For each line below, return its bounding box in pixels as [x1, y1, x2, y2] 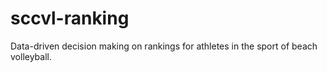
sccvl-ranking [10, 7, 130, 30]
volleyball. [10, 50, 52, 62]
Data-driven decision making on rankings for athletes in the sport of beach [10, 40, 318, 52]
